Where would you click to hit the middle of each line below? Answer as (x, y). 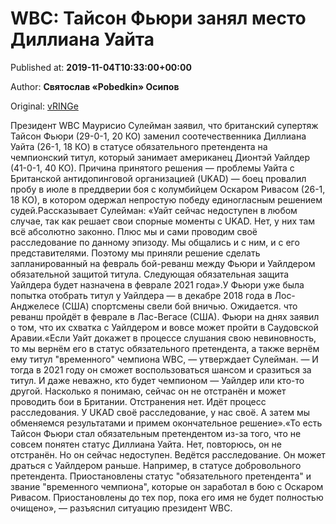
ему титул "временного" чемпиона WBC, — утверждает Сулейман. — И (164, 359)
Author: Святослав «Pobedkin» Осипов (95, 86)
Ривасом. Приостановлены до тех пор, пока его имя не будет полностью (167, 497)
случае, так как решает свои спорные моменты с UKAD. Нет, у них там (163, 221)
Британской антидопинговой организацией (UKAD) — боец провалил (158, 178)
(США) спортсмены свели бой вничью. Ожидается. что (179, 306)
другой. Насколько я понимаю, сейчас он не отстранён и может (148, 391)
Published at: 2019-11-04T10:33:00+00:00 (101, 67)
